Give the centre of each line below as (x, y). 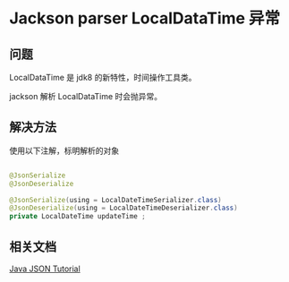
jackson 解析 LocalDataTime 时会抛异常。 (86, 96)
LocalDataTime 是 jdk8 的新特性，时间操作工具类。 (103, 77)
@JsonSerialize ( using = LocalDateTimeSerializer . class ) (115, 200)
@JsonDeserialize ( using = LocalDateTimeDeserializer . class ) (124, 208)
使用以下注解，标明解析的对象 (64, 150)
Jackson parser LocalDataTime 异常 (145, 18)
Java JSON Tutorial (45, 269)
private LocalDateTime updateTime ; (77, 217)
